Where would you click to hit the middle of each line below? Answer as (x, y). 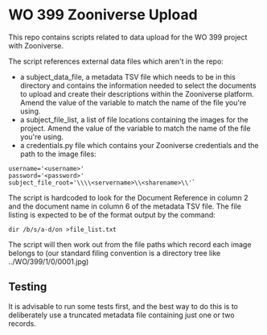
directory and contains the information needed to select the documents (138, 85)
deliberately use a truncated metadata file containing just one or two (121, 315)
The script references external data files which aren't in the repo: (116, 61)
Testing (28, 287)
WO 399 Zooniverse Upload (103, 15)
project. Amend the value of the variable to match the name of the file (135, 128)
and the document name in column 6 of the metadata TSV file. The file (125, 206)
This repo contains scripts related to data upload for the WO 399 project (128, 37)
